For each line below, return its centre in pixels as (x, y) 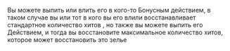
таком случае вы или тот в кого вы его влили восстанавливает (102, 17)
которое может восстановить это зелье (67, 40)
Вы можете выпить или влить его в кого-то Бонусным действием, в (109, 10)
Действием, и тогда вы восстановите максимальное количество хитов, (115, 32)
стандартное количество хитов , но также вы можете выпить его (105, 25)
